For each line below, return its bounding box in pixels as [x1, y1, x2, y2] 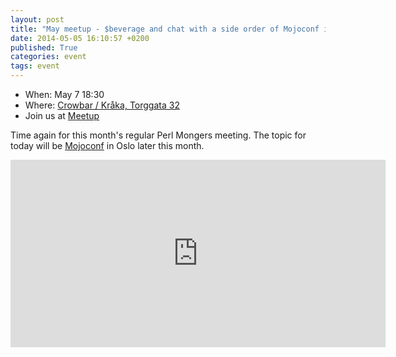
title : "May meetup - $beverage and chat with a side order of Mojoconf [10, 24, 320, 34]
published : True [10, 42, 78, 53]
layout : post [10, 14, 65, 25]
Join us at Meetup [24, 110, 100, 121]
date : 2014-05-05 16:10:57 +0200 [10, 33, 150, 43]
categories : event [10, 52, 87, 62]
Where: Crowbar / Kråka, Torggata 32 [24, 99, 180, 111]
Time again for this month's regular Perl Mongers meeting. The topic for [10, 129, 307, 141]
